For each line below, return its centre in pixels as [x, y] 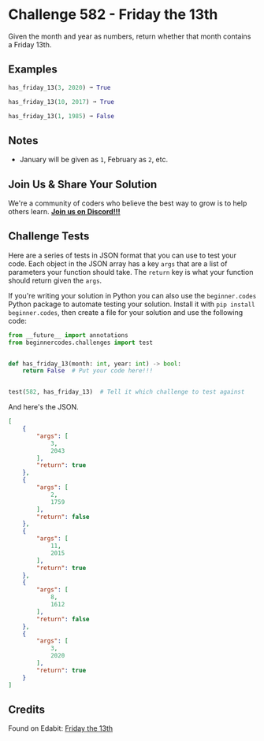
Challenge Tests [49, 237]
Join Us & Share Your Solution [83, 184]
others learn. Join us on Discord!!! [64, 211]
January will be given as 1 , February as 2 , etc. [93, 160]
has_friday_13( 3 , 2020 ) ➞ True [59, 87]
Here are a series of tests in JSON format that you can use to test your [122, 255]
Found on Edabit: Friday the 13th [60, 728]
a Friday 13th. [30, 44]
